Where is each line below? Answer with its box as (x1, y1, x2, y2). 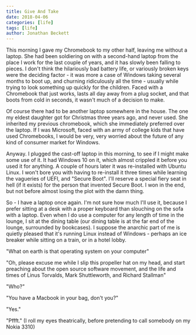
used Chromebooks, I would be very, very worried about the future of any (6, 133, 184, 140)
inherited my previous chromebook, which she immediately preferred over (6, 120, 185, 127)
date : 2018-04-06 (6, 14, 49, 20)
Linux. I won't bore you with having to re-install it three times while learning (6, 169, 187, 176)
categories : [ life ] (6, 19, 54, 25)
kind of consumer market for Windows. (6, 139, 101, 146)
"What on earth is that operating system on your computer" (6, 248, 149, 255)
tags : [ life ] (6, 25, 38, 31)
